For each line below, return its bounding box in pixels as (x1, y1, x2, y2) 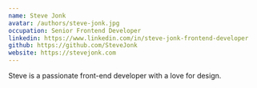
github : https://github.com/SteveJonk (8, 42, 138, 50)
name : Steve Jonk (8, 11, 66, 20)
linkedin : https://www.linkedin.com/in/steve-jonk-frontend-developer (8, 34, 249, 42)
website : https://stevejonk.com (8, 49, 116, 57)
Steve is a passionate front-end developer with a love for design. (8, 71, 222, 80)
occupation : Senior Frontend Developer (8, 26, 142, 34)
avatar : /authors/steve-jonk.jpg (8, 19, 120, 27)
